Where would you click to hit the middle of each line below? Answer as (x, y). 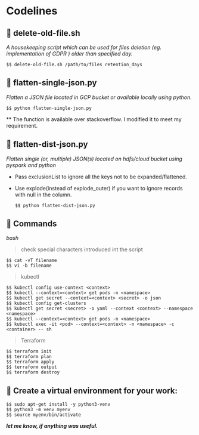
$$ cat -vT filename (32, 261)
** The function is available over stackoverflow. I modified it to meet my (94, 119)
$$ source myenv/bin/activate (44, 415)
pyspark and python (31, 165)
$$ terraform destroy (33, 372)
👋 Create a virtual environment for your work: (92, 391)
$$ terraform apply (30, 362)
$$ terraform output (32, 367)
